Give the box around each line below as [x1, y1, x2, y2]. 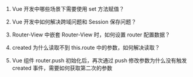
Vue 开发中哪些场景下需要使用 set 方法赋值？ [11, 5, 125, 12]
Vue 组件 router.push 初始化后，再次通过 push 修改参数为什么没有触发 [11, 57, 188, 64]
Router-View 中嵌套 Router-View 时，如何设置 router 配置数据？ [11, 31, 171, 38]
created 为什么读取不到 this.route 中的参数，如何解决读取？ [11, 44, 160, 51]
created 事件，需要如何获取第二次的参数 [11, 64, 113, 72]
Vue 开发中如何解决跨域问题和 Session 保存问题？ [11, 18, 137, 25]
